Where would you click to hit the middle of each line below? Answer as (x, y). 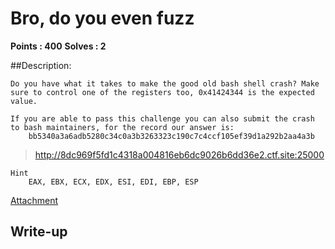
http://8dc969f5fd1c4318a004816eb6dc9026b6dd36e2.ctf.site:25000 (179, 154)
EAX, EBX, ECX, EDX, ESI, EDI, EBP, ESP (113, 182)
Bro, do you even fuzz (102, 18)
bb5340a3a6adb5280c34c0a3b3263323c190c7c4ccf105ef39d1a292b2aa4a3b (171, 136)
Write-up (39, 232)
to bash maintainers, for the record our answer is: (122, 127)
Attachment (34, 200)
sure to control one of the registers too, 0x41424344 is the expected (162, 92)
